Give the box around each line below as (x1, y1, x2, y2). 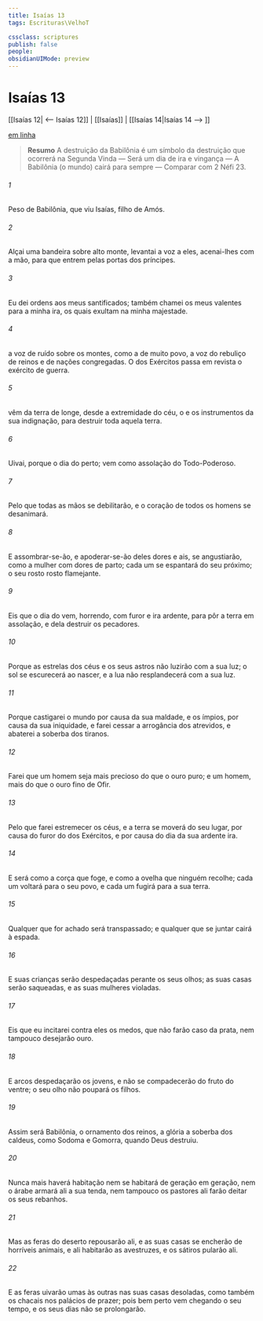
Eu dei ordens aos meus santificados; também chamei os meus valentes (8, 298, 242, 307)
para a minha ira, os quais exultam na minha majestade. (8, 306, 188, 316)
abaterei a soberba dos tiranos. (8, 729, 110, 738)
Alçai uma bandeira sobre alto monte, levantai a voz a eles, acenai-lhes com (8, 247, 254, 257)
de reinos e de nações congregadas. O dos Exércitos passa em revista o (8, 357, 243, 366)
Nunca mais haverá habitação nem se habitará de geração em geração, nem (8, 1178, 256, 1187)
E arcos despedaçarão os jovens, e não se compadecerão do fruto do (8, 1076, 234, 1086)
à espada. (8, 932, 41, 942)
